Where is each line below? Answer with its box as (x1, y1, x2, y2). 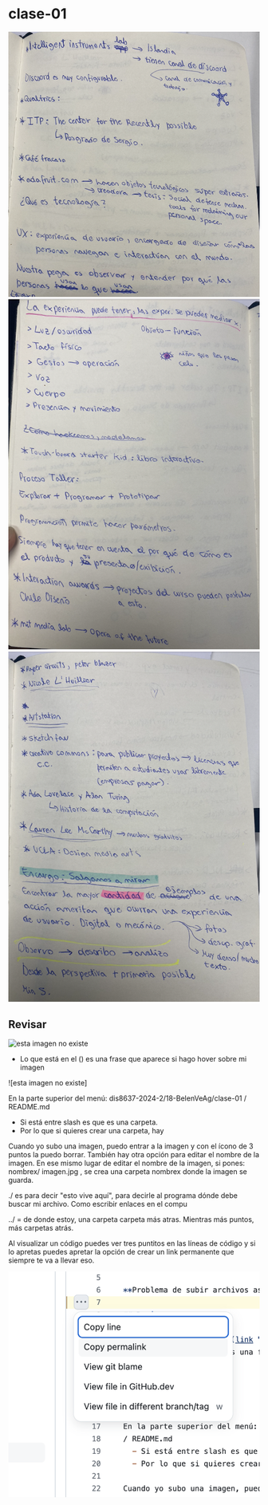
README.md (8, 1101, 50, 1111)
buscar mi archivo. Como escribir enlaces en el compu (8, 1199, 187, 1208)
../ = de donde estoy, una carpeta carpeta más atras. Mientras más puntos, (8, 1214, 254, 1224)
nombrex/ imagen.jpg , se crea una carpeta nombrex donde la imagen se (8, 1166, 247, 1176)
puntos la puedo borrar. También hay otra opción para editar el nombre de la (8, 1149, 260, 1159)
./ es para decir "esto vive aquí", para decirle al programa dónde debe (8, 1190, 238, 1200)
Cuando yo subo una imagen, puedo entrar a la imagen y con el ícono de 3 (8, 1141, 254, 1151)
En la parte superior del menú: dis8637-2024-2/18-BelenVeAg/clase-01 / (8, 1093, 247, 1103)
